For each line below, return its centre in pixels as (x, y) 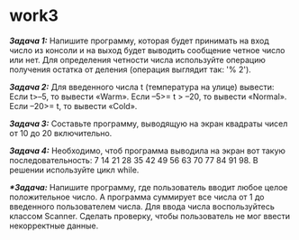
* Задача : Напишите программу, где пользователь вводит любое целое (149, 187)
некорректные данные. (54, 226)
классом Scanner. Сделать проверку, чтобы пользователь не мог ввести (150, 216)
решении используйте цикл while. (74, 170)
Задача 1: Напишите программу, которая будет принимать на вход (139, 41)
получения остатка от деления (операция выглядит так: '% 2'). (131, 69)
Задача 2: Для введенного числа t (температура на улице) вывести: (142, 87)
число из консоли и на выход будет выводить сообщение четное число (147, 50)
